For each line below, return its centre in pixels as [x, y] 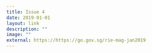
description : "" [27, 29]
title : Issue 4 [26, 12]
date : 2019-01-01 [28, 18]
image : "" [19, 35]
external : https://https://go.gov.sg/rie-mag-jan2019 [76, 40]
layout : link [23, 23]
